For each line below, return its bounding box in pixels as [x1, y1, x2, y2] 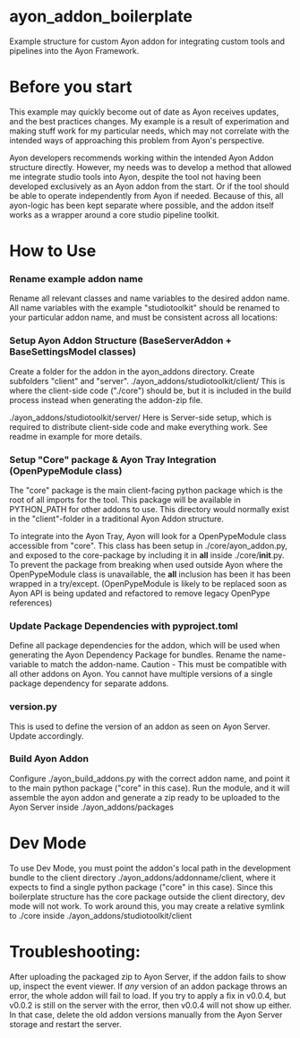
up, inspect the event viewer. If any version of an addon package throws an [9, 981, 288, 991]
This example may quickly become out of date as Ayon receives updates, [9, 106, 279, 117]
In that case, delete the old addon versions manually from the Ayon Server [9, 1009, 283, 1020]
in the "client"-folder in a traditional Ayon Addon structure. [9, 513, 224, 524]
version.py [9, 700, 58, 713]
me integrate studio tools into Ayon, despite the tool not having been [9, 171, 261, 182]
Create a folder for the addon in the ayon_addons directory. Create [9, 365, 255, 377]
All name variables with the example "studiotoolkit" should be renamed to [9, 303, 280, 313]
